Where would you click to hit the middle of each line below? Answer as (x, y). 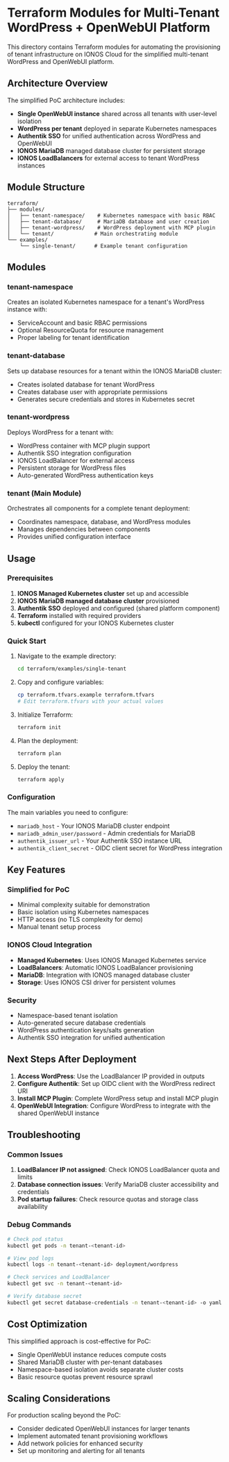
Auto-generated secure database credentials (82, 1023)
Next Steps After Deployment (72, 1059)
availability (33, 1207)
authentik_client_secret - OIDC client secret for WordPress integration (120, 848)
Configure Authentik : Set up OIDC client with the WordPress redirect (116, 1083)
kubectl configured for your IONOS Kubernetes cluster (95, 623)
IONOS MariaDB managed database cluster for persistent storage (111, 150)
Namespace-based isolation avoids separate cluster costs (100, 1369)
